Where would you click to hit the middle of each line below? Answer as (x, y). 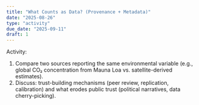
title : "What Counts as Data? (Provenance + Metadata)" (79, 12)
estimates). (29, 76)
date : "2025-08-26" (31, 18)
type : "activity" (28, 23)
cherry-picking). (35, 96)
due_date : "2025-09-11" (37, 29)
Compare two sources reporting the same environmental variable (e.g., (104, 64)
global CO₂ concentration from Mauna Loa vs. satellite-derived (94, 70)
